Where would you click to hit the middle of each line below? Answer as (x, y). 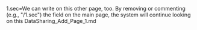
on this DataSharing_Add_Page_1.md (51, 21)
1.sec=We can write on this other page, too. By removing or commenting (96, 9)
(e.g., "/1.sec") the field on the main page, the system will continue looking (98, 15)
